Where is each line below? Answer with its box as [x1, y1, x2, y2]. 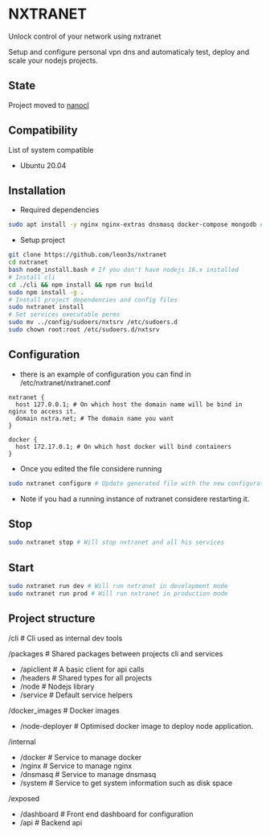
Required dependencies [19, 205, 100, 215]
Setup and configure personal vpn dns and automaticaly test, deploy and [8, 47, 250, 56]
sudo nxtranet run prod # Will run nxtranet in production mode [8, 589, 228, 598]
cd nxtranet [8, 258, 48, 266]
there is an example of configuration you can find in [19, 369, 191, 379]
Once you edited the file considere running [19, 463, 162, 473]
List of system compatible [8, 145, 94, 154]
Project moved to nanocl [8, 100, 90, 109]
